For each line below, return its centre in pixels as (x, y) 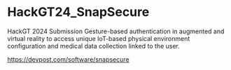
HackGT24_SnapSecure (78, 12)
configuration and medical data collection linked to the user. (94, 46)
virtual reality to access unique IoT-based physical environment (99, 38)
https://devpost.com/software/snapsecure (68, 59)
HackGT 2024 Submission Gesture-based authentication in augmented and (116, 31)
